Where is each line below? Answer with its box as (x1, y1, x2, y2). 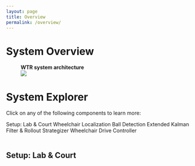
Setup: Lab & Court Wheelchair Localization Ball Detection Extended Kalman (6, 121, 190, 128)
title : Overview (6, 14, 46, 20)
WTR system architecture (20, 64, 85, 71)
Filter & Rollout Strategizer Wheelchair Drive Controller (6, 127, 137, 134)
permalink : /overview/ (6, 19, 61, 25)
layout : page (6, 8, 38, 15)
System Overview (6, 44, 95, 58)
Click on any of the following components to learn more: (6, 109, 141, 117)
